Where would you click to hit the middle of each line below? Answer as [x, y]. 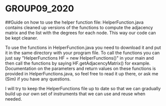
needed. [14, 99]
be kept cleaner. [22, 38]
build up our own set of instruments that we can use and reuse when [75, 94]
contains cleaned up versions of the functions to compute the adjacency [79, 27]
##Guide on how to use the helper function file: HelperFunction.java [74, 22]
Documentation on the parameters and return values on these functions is [81, 68]
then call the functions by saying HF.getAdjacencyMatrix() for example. [78, 63]
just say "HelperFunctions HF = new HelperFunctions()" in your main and [80, 58]
